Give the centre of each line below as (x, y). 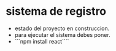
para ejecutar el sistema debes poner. (63, 34)
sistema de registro (56, 11)
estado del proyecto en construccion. (62, 28)
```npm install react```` (42, 41)
